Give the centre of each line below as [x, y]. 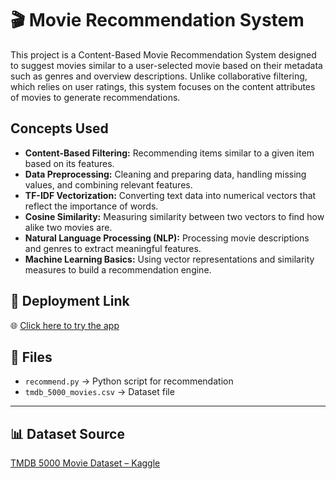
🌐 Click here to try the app [65, 325]
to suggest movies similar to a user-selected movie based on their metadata [166, 65]
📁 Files [31, 357]
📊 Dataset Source [67, 433]
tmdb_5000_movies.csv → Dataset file [99, 392]
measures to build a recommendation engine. [118, 269]
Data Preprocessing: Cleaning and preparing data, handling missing [165, 174]
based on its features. [69, 163]
